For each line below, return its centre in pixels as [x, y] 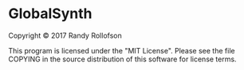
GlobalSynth [50, 14]
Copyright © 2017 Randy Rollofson [65, 35]
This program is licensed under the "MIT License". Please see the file [122, 50]
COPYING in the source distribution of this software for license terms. [122, 59]
